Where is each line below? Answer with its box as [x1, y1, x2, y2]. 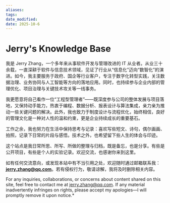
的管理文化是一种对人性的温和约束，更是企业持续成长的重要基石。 [6, 115, 143, 121]
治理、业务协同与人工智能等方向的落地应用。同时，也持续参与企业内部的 [10, 79, 160, 86]
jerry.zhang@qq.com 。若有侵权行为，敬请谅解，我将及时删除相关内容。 [6, 166, 158, 172]
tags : [6, 12, 17, 17]
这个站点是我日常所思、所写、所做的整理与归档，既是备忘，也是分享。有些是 [6, 143, 165, 149]
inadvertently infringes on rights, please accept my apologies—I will [6, 187, 147, 193]
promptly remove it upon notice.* [6, 192, 75, 198]
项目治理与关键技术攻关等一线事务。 [23, 86, 99, 92]
